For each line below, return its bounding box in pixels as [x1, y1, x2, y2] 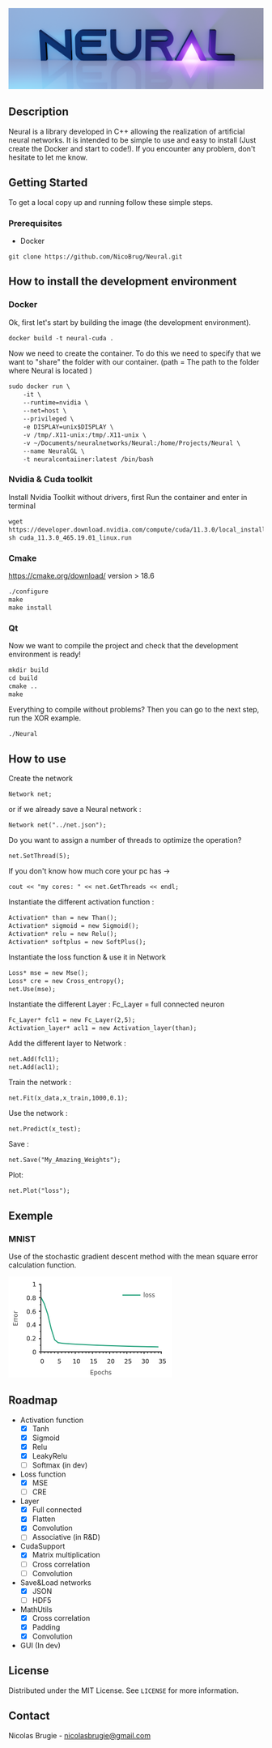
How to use [8, 752, 66, 766]
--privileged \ [23, 414, 74, 423]
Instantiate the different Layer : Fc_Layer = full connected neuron [8, 999, 225, 1009]
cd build [8, 674, 38, 682]
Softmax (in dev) [32, 1460, 88, 1470]
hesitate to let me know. [8, 152, 88, 162]
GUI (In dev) [19, 1640, 61, 1650]
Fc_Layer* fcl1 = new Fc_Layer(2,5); [8, 1016, 136, 1024]
